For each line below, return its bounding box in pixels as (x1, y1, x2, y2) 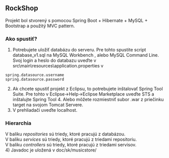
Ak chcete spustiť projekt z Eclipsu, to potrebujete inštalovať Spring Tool (12, 86, 163, 92)
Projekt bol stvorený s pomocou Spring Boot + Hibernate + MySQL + (5, 17, 148, 23)
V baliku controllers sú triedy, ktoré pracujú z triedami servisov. (5, 142, 137, 148)
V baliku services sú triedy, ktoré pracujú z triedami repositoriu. (5, 136, 137, 142)
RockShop (5, 4, 38, 13)
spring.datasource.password (5, 77, 65, 82)
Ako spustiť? (5, 35, 37, 42)
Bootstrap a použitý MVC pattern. (5, 23, 75, 29)
